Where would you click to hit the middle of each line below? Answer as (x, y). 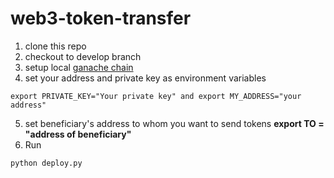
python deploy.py (46, 163)
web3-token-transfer (101, 18)
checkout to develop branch (83, 56)
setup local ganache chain (79, 67)
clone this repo (55, 46)
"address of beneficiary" (78, 134)
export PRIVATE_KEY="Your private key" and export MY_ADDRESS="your (156, 96)
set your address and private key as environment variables (145, 78)
